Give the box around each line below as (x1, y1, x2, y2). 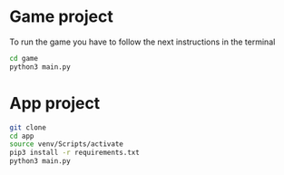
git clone (9, 122, 47, 132)
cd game (9, 53, 39, 63)
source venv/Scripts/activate (9, 140, 124, 149)
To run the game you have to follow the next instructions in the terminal (9, 36, 276, 47)
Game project (9, 6, 113, 27)
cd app (9, 131, 34, 141)
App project (9, 92, 101, 113)
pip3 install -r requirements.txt (9, 148, 141, 158)
